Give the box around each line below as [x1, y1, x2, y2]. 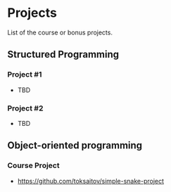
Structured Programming [7, 49, 120, 60]
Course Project [7, 160, 60, 170]
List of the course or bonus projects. [7, 28, 113, 37]
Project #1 [7, 70, 42, 79]
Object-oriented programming [7, 139, 143, 152]
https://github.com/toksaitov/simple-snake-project [17, 177, 164, 185]
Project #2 [7, 103, 44, 113]
